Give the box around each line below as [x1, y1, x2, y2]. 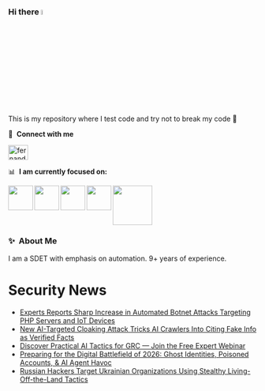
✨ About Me [8, 235, 58, 246]
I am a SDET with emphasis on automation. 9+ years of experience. [8, 254, 227, 263]
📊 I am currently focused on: [8, 167, 108, 176]
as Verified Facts [19, 333, 75, 342]
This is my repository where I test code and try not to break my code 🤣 [8, 114, 237, 123]
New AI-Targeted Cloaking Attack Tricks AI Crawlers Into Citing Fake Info [19, 324, 257, 333]
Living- [227, 366, 251, 375]
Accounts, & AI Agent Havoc [19, 358, 112, 367]
